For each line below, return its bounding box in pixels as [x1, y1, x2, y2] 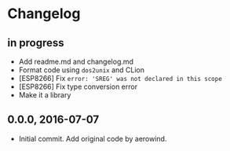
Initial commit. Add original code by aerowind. [18, 134, 167, 143]
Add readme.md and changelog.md [18, 57, 134, 66]
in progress [7, 36, 64, 50]
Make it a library [18, 90, 71, 99]
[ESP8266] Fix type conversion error [18, 82, 138, 91]
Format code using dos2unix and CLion [18, 65, 145, 75]
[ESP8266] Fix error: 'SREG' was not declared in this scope [18, 74, 223, 83]
